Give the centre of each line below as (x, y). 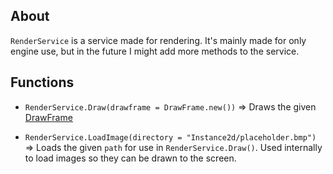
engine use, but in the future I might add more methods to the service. (155, 51)
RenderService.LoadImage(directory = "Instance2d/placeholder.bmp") (170, 137)
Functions (42, 82)
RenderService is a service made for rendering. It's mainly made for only (158, 40)
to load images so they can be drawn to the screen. (130, 158)
